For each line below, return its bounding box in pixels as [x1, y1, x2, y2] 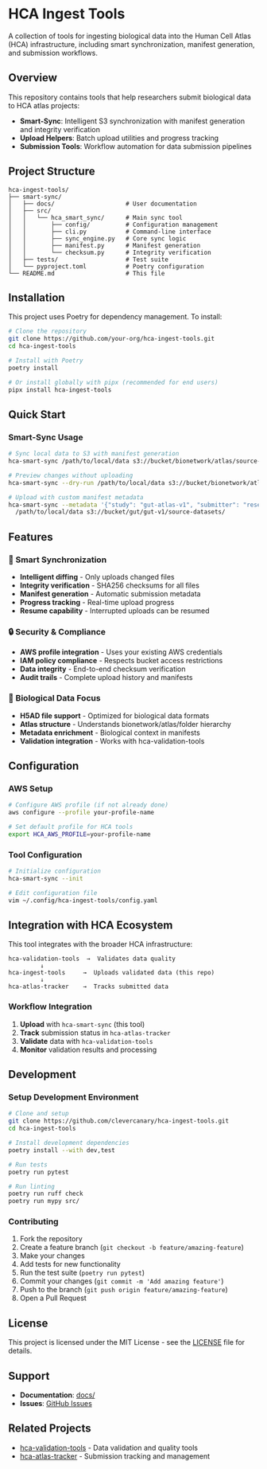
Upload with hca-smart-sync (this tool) [19, 1019, 145, 1029]
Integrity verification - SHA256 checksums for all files [19, 580, 200, 590]
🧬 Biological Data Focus [8, 693, 101, 704]
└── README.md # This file [8, 269, 165, 277]
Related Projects [8, 1422, 91, 1436]
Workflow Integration [8, 1001, 93, 1012]
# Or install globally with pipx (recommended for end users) [8, 378, 219, 386]
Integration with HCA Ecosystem [8, 918, 173, 932]
